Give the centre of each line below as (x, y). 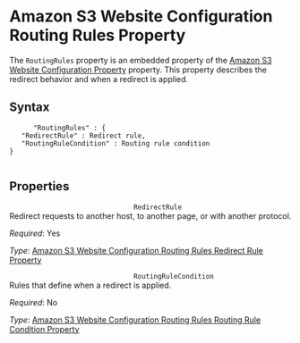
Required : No (34, 302)
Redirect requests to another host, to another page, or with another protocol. (150, 215)
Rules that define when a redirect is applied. (90, 285)
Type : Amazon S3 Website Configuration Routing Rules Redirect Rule (137, 250)
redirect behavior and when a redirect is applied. (99, 79)
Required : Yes (35, 233)
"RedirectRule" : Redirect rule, (83, 136)
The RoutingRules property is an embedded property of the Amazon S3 (141, 60)
